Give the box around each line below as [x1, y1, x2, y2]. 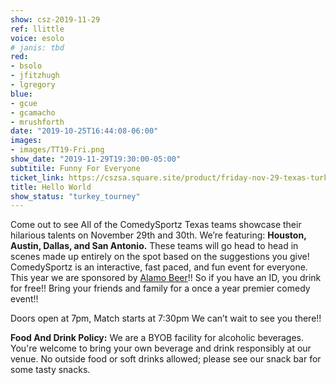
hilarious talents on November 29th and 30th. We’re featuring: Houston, [10, 229, 307, 241]
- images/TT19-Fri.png [10, 145, 105, 155]
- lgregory [10, 80, 56, 90]
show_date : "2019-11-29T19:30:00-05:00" [10, 154, 182, 164]
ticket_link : [10, 172, 65, 183]
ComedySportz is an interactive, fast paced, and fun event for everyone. [10, 261, 308, 273]
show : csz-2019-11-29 [10, 14, 101, 25]
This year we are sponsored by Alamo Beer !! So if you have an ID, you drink [10, 272, 322, 284]
